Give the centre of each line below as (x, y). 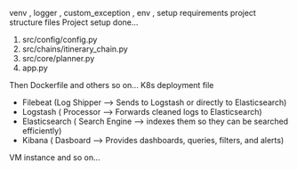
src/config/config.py (60, 40)
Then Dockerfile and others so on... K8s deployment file (112, 85)
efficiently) (42, 131)
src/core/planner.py (58, 58)
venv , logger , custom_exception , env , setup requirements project (132, 13)
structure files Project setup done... (74, 22)
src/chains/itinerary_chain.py (75, 49)
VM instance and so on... (55, 158)
